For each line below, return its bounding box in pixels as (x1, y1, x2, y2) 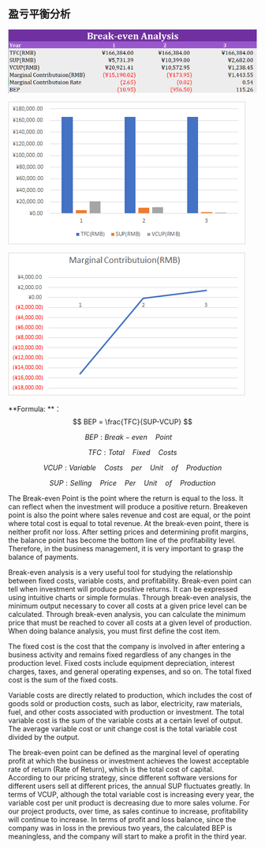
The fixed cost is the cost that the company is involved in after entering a (8, 641, 245, 651)
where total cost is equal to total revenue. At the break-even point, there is (8, 518, 249, 528)
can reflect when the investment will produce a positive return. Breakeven (8, 502, 248, 511)
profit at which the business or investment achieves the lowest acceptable (8, 756, 250, 765)
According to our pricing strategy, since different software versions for (8, 772, 238, 782)
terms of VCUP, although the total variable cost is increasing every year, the (8, 789, 255, 799)
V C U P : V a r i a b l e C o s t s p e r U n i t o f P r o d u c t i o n (43, 463, 222, 472)
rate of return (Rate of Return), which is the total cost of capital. (8, 764, 215, 774)
